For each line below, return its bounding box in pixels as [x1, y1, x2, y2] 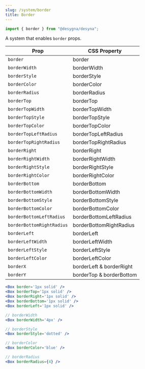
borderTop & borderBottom [73, 271, 137, 278]
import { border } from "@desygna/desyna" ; [5, 26, 99, 31]
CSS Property [88, 47, 122, 55]
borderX [8, 263, 26, 270]
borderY [8, 272, 26, 278]
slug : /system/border [5, 7, 51, 13]
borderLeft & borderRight [73, 263, 133, 270]
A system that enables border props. [5, 35, 81, 41]
